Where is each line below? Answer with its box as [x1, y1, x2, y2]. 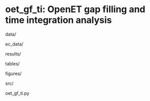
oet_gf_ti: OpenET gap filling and [5, 4, 145, 15]
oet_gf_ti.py [5, 90, 29, 96]
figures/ [5, 70, 22, 77]
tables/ [5, 60, 20, 66]
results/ [5, 51, 21, 57]
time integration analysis [5, 14, 113, 26]
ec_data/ [5, 41, 24, 47]
